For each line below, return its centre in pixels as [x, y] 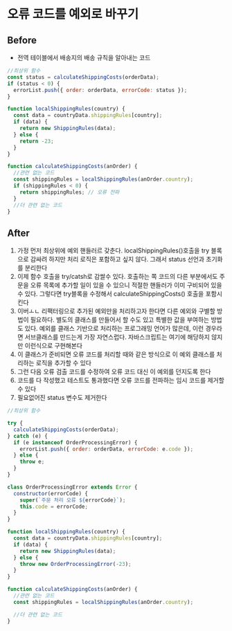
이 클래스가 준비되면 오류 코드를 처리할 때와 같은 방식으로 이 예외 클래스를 [116, 354]
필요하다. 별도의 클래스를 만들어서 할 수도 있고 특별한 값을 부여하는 [120, 320]
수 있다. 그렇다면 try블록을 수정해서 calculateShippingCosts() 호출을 [110, 294]
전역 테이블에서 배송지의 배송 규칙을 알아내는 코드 [84, 57]
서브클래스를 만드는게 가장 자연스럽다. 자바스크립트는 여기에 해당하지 [117, 337]
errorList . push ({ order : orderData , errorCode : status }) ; [100, 90]
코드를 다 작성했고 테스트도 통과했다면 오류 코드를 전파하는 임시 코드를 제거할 [121, 381]
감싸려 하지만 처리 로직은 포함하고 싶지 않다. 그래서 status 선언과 [117, 259]
